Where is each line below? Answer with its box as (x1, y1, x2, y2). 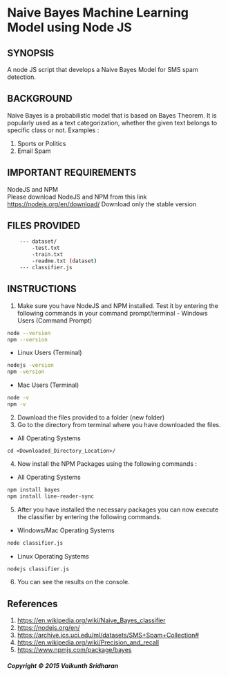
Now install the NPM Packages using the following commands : (17, 459, 198, 468)
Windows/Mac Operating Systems (17, 526, 115, 534)
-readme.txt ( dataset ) (32, 258, 97, 264)
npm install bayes (7, 486, 60, 493)
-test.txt (32, 244, 60, 252)
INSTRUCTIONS (7, 283, 77, 295)
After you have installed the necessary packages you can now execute (17, 505, 219, 514)
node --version (7, 330, 51, 336)
